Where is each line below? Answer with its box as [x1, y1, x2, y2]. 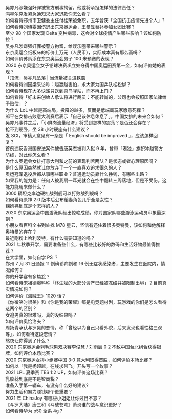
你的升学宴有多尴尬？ [5, 274, 50, 279]
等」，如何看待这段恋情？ [5, 331, 57, 337]
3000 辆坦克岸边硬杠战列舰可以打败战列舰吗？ [5, 190, 103, 196]
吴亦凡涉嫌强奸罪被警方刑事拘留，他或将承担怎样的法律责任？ [5, 5, 136, 10]
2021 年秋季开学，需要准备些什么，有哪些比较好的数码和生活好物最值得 [5, 241, 156, 247]
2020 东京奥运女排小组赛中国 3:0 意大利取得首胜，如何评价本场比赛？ [5, 357, 153, 363]
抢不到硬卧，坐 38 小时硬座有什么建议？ [5, 126, 90, 132]
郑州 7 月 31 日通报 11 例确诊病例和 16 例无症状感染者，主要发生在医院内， [5, 261, 161, 266]
